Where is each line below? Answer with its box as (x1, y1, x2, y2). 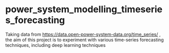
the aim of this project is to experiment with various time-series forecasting (5, 37, 164, 43)
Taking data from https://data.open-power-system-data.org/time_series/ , (5, 31, 161, 37)
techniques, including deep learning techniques (5, 42, 106, 48)
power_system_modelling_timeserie (5, 4, 163, 15)
